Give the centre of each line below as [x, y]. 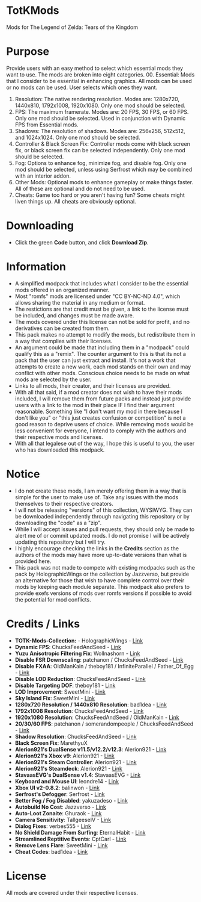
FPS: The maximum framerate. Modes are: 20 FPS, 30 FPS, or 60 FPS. [102, 111]
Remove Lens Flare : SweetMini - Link [61, 845]
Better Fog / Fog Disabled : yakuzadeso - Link [71, 800]
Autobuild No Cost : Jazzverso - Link [60, 807]
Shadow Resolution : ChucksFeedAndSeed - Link [76, 736]
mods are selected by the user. [53, 379]
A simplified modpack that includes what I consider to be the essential [102, 283]
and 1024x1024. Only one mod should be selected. [77, 137]
